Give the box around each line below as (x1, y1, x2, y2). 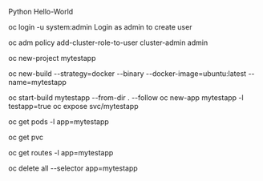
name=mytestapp (8, 78, 67, 86)
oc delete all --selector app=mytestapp (8, 163, 138, 173)
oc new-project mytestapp (8, 54, 96, 62)
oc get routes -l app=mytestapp (8, 148, 114, 157)
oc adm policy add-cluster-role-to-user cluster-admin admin (8, 38, 208, 47)
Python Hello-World (8, 7, 74, 16)
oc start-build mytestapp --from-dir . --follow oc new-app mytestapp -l (8, 93, 244, 103)
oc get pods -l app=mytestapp (8, 117, 110, 127)
